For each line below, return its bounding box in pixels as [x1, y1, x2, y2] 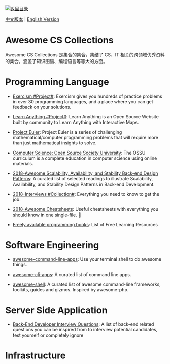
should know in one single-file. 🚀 [12, 211, 81, 218]
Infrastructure [5, 350, 66, 361]
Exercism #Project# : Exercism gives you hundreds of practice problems [12, 93, 162, 99]
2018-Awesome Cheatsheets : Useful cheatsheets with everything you [12, 206, 159, 212]
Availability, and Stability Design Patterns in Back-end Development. [12, 181, 155, 187]
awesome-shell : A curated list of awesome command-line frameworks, [12, 281, 161, 287]
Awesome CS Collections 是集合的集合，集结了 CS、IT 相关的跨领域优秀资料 [5, 51, 165, 58]
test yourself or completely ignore [12, 332, 84, 338]
